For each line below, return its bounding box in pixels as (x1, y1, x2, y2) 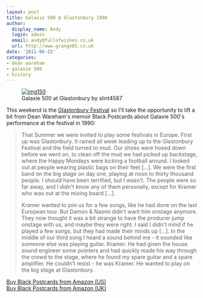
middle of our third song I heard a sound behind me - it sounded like (21, 234, 193, 241)
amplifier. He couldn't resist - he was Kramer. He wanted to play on (21, 260, 190, 267)
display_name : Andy (12, 26, 62, 32)
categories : (6, 54, 37, 60)
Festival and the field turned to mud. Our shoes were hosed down (21, 144, 186, 151)
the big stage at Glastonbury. (21, 266, 94, 274)
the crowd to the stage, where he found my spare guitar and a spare (21, 253, 193, 261)
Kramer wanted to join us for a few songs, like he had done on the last (21, 202, 198, 209)
